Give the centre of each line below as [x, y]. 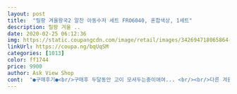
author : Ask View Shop [41, 73]
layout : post [26, 14]
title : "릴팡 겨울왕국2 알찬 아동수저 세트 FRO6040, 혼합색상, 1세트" [100, 20]
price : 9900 [25, 66]
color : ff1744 [28, 60]
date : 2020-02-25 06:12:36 [47, 34]
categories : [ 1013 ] [36, 54]
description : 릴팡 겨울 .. [44, 27]
